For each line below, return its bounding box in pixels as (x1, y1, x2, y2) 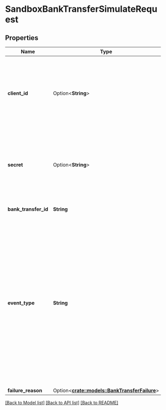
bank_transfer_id (7, 206, 48, 213)
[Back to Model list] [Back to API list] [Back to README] (5, 400, 119, 406)
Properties (5, 34, 39, 42)
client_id (7, 90, 28, 97)
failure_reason (7, 387, 42, 394)
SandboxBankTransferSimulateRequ (5, 3, 158, 15)
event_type (7, 299, 35, 306)
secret (7, 161, 23, 168)
